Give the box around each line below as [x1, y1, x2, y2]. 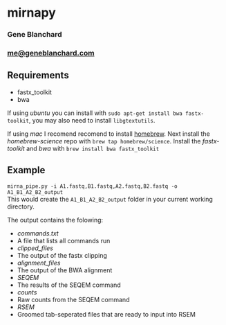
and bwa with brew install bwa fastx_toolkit [26, 144, 160, 152]
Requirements [7, 69, 69, 81]
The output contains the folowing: [7, 216, 104, 224]
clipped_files [17, 244, 54, 252]
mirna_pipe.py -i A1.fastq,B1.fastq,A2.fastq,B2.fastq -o [7, 182, 178, 190]
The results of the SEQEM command [17, 281, 121, 289]
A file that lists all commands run [17, 236, 111, 245]
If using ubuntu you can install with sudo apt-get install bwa [7, 109, 183, 117]
